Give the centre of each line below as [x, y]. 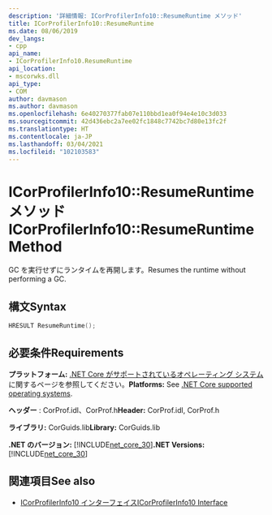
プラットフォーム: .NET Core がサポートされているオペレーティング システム [136, 374]
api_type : [25, 84]
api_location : [32, 69]
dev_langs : [27, 39]
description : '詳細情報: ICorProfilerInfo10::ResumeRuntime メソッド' [125, 16]
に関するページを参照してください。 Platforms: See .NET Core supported [131, 384]
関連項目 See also [52, 481]
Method [35, 246]
